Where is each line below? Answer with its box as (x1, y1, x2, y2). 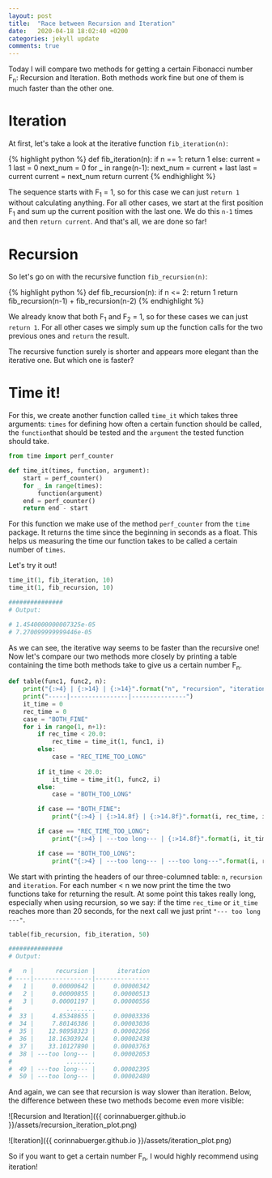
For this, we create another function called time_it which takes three (8, 411, 239, 420)
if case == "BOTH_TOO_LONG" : (37, 849, 136, 857)
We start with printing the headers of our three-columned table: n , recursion (8, 872, 263, 881)
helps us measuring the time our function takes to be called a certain (8, 536, 238, 546)
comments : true (8, 42, 60, 50)
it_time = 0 (23, 700, 63, 708)
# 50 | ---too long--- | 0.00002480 (8, 1073, 151, 1081)
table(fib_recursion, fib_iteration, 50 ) (8, 930, 151, 938)
